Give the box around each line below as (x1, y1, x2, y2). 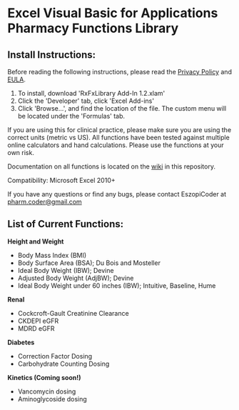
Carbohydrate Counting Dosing (17, 359, 110, 368)
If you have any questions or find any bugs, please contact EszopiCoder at (7, 190, 227, 198)
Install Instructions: (7, 49, 96, 61)
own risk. (7, 149, 34, 156)
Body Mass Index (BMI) (17, 251, 87, 259)
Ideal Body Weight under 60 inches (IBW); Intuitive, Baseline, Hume (17, 281, 216, 290)
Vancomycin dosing (17, 387, 76, 396)
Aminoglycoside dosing (17, 394, 87, 403)
